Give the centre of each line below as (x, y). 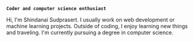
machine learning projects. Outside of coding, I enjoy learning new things (97, 26)
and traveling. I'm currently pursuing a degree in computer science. (90, 32)
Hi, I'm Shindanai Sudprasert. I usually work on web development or (90, 20)
